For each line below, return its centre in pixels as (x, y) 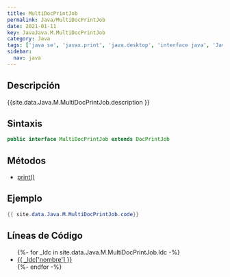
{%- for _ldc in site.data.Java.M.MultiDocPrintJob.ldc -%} (98, 252)
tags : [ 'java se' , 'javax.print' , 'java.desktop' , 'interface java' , (108, 45)
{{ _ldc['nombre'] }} (44, 259)
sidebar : (20, 52)
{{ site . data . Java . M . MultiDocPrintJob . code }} (73, 214)
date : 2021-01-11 (32, 26)
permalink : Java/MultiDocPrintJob (56, 20)
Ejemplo (25, 199)
